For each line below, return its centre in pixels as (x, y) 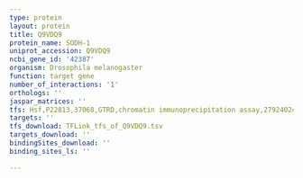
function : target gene (52, 76)
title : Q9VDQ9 (36, 34)
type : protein (36, 18)
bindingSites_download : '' (60, 143)
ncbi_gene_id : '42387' (52, 59)
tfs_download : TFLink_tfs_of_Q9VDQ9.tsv (87, 127)
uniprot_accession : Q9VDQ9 (60, 51)
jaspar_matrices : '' (48, 101)
